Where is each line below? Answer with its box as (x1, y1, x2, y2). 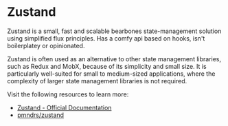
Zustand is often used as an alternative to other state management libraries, (7, 54, 222, 63)
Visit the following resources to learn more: (7, 90, 129, 98)
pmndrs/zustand (16, 111, 64, 119)
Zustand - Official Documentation (16, 103, 112, 112)
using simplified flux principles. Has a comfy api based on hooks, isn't (7, 34, 205, 42)
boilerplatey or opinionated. (7, 41, 85, 50)
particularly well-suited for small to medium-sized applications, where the (7, 70, 216, 78)
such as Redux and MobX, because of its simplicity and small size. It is (7, 62, 207, 70)
